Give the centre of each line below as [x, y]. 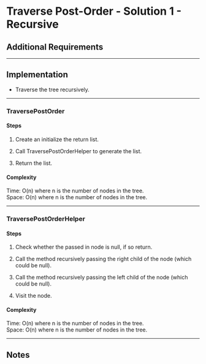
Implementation [37, 75]
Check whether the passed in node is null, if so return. [84, 247]
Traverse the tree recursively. [52, 89]
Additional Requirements [55, 47]
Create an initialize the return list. [57, 139]
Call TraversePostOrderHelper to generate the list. [78, 151]
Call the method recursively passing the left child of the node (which [101, 278]
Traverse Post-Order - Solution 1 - [94, 11]
